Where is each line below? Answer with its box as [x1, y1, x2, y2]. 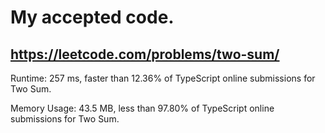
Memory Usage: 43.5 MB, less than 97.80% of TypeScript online [10, 102, 275, 114]
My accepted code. [10, 6, 175, 29]
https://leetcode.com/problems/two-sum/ [10, 46, 280, 63]
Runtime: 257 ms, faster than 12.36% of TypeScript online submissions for [10, 72, 316, 84]
